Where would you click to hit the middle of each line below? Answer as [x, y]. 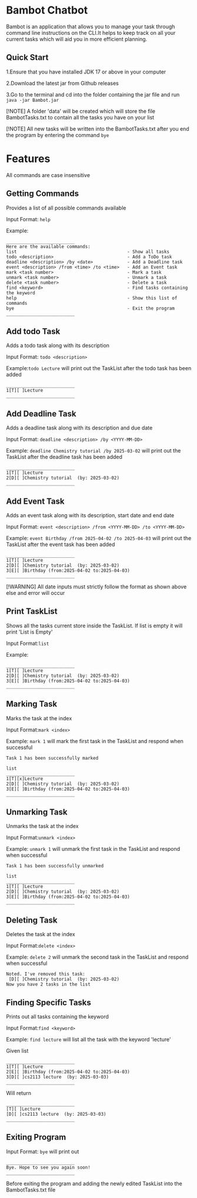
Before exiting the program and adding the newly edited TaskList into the [94, 1183]
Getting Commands [43, 194]
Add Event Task [35, 501]
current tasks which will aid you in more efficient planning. [77, 39]
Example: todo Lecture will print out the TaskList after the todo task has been [99, 368]
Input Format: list [28, 643]
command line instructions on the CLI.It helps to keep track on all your [91, 32]
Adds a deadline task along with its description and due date [79, 428]
